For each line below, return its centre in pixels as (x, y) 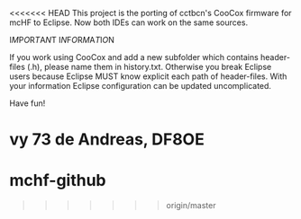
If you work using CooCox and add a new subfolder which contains (134, 57)
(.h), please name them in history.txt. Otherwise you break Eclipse (149, 67)
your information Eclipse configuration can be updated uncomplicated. (141, 86)
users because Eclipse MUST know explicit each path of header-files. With (148, 76)
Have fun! (27, 103)
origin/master (191, 206)
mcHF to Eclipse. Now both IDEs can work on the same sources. (129, 22)
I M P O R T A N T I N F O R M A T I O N (62, 40)
